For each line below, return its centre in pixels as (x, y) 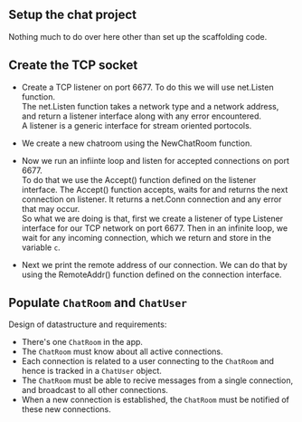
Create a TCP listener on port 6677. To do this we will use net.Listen (148, 87)
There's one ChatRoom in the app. (82, 342)
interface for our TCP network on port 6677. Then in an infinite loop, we (155, 228)
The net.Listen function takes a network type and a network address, (150, 106)
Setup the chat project (73, 15)
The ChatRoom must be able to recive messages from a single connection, (157, 380)
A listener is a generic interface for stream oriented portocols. (137, 125)
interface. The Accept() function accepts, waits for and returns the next (155, 189)
